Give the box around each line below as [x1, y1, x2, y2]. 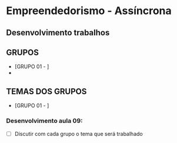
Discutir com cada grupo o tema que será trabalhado [14, 130, 143, 137]
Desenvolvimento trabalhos [6, 28, 110, 38]
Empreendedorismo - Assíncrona [6, 4, 172, 18]
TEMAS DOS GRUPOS [6, 87, 87, 97]
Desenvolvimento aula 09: [6, 117, 83, 125]
